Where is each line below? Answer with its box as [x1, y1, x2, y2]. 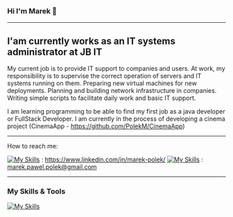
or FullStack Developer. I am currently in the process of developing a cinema [7, 114, 225, 123]
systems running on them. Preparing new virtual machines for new [7, 79, 198, 87]
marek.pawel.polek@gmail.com [7, 163, 97, 171]
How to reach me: [7, 142, 58, 150]
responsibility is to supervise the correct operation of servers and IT [7, 72, 202, 80]
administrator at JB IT [7, 46, 103, 58]
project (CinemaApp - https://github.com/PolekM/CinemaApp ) [7, 122, 185, 130]
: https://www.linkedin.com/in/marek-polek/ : [41, 155, 203, 164]
